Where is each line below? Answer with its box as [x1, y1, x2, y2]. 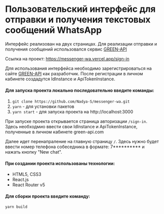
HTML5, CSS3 [12, 171, 41, 177]
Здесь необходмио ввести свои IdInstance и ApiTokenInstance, [5, 124, 138, 130]
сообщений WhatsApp [5, 25, 102, 36]
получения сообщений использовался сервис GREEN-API [5, 46, 127, 52]
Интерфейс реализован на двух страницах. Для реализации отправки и [5, 41, 157, 47]
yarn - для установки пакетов [12, 104, 75, 109]
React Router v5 [12, 182, 45, 188]
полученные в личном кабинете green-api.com [5, 129, 104, 135]
